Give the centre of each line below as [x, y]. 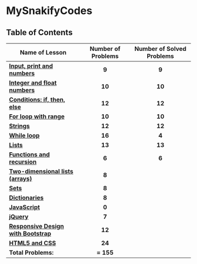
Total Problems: [31, 253]
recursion [23, 162]
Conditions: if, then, [37, 100]
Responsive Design [37, 226]
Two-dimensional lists [41, 171]
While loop [24, 136]
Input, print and [31, 66]
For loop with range [37, 116]
